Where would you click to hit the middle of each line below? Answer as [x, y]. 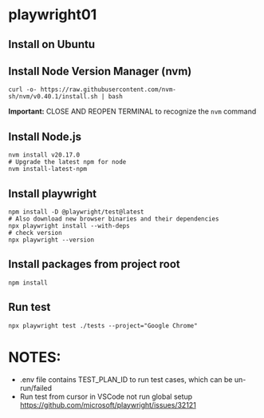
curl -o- [23, 90]
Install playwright [53, 193]
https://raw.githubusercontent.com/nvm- [108, 90]
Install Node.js [45, 136]
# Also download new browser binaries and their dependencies [114, 219]
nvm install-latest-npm [48, 169]
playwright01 [53, 15]
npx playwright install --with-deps [69, 226]
